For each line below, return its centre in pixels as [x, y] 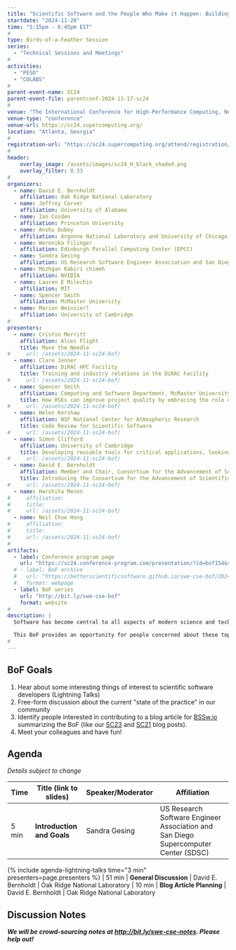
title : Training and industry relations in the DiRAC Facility [114, 374]
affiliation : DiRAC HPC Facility [69, 367]
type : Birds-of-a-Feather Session [58, 40]
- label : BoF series [44, 589]
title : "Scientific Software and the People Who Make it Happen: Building [119, 14]
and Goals [52, 835]
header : [19, 158]
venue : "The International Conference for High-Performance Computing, [114, 112]
